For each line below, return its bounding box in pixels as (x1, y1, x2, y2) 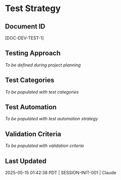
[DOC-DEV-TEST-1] (5, 35, 44, 41)
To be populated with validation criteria (5, 143, 84, 148)
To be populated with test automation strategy (5, 116, 98, 122)
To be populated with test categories (5, 89, 79, 95)
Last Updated (5, 157, 47, 165)
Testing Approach (5, 49, 61, 57)
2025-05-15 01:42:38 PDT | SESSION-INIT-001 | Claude (5, 170, 117, 176)
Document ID (5, 22, 45, 31)
